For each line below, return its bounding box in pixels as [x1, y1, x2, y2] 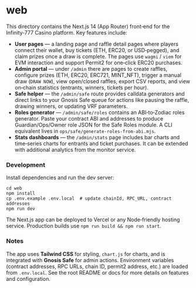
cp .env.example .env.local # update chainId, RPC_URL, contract [6, 196, 172, 202]
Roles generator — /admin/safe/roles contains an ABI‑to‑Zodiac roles [14, 109, 185, 116]
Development [6, 160, 46, 169]
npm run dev [6, 206, 35, 212]
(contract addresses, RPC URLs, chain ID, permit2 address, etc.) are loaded [6, 263, 188, 270]
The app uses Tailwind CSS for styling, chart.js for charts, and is [6, 250, 165, 258]
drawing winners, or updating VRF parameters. [14, 102, 128, 109]
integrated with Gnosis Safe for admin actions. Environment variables [6, 256, 174, 263]
